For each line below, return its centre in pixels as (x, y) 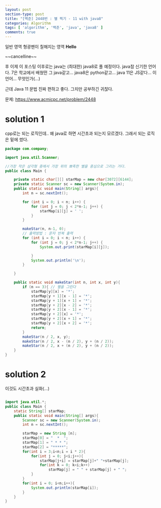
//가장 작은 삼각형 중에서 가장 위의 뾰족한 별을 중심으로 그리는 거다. (66, 166)
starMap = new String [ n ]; (50, 433)
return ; (39, 328)
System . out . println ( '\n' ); (58, 260)
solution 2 (25, 374)
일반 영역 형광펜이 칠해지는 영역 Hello (41, 47)
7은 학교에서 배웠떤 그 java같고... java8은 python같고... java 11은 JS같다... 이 (84, 73)
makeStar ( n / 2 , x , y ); (46, 337)
